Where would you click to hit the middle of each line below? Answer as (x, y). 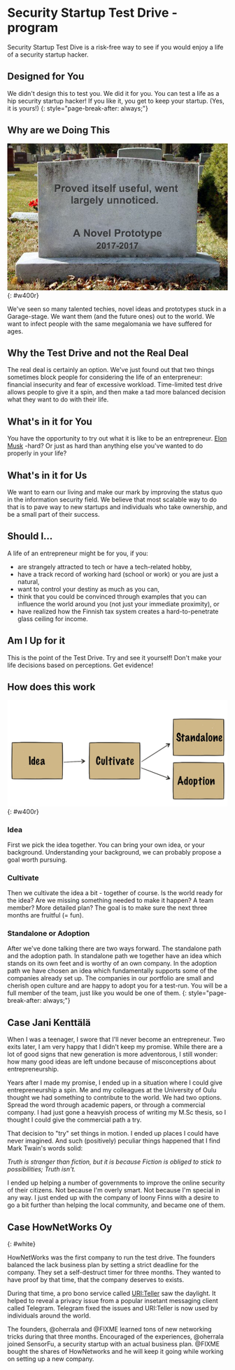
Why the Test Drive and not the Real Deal (98, 353)
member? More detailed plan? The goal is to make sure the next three (107, 908)
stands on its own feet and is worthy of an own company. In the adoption (112, 964)
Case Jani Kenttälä (49, 1022)
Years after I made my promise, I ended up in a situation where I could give (115, 1083)
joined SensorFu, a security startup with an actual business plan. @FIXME (114, 1344)
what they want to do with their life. (58, 399)
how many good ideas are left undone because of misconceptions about (112, 1062)
